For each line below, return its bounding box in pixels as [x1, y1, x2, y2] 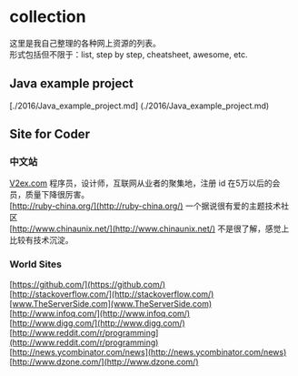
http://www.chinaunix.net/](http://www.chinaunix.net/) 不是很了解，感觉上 [12, 223, 290, 234]
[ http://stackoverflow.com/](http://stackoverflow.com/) [9, 289, 214, 300]
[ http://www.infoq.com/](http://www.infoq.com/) [9, 308, 191, 319]
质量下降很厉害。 [25, 189, 89, 200]
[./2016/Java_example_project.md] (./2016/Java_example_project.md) [9, 100, 270, 111]
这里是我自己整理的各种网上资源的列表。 [9, 37, 161, 48]
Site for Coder [9, 127, 91, 142]
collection [9, 6, 86, 27]
